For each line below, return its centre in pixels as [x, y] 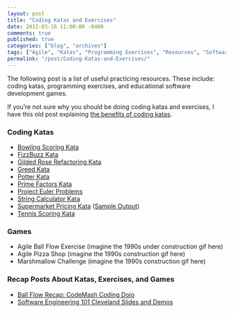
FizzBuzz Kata [38, 155]
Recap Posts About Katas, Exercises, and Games [91, 280]
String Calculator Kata [49, 199]
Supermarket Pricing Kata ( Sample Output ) [78, 206]
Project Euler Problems [50, 192]
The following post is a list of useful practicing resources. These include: [111, 78]
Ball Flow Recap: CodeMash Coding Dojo [76, 294]
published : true [31, 40]
